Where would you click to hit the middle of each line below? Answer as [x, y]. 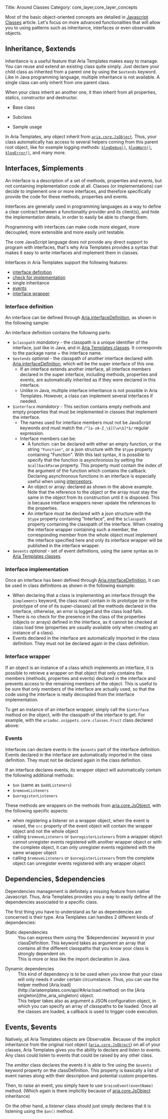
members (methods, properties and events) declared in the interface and [80, 678]
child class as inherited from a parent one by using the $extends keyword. [81, 71]
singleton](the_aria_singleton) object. [56, 995]
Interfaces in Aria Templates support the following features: [66, 262]
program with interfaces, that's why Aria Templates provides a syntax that [81, 247]
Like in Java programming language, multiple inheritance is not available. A [82, 77]
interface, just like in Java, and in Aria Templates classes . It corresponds [87, 347]
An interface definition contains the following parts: [58, 332]
